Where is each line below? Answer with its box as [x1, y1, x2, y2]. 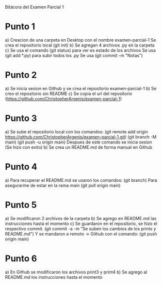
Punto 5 [5, 199, 37, 210]
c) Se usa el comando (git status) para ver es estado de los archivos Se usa [5, 47, 156, 53]
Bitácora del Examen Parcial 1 [5, 4, 64, 10]
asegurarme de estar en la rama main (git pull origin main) [5, 182, 121, 188]
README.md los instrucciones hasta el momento [5, 274, 103, 280]
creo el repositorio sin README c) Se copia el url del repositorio [5, 91, 132, 96]
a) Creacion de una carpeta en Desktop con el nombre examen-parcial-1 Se [5, 37, 156, 43]
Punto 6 [5, 253, 37, 264]
